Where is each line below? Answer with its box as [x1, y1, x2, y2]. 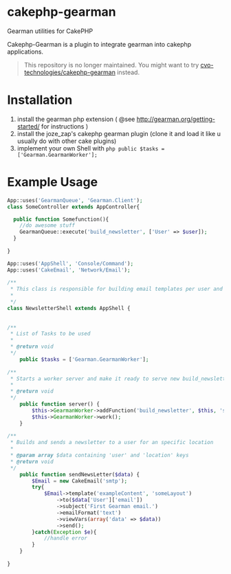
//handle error [43, 535, 88, 542]
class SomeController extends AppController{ [7, 203, 140, 210]
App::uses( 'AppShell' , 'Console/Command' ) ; [7, 260, 134, 267]
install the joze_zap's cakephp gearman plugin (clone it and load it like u [16, 129, 221, 137]
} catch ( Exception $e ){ [32, 529, 97, 536]
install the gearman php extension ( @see [16, 115, 135, 123]
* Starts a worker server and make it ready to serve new [10, 375, 180, 382]
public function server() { [19, 401, 100, 408]
